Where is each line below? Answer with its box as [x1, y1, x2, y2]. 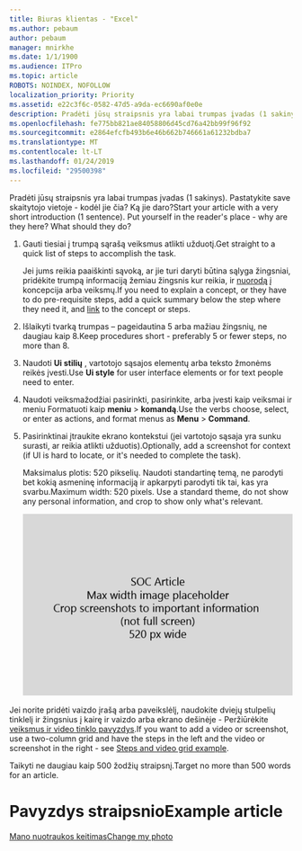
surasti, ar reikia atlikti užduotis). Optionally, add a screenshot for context [22, 440, 291, 451]
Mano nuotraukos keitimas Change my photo [9, 830, 173, 841]
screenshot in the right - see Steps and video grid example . [9, 742, 229, 753]
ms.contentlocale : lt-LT [9, 148, 102, 157]
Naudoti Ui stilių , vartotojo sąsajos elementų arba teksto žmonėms [22, 357, 271, 368]
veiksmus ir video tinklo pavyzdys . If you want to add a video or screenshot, [9, 723, 289, 734]
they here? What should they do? [9, 220, 132, 231]
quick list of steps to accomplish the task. [22, 247, 177, 258]
